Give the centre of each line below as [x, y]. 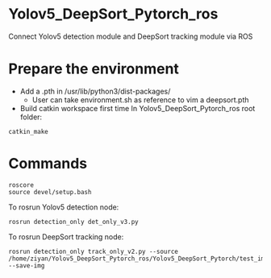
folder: [31, 117]
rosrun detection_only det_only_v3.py [73, 222]
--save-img [27, 266]
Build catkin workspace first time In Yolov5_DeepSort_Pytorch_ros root [138, 108]
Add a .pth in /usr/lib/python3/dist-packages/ [95, 91]
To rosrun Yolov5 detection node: [64, 207]
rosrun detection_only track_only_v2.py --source [94, 251]
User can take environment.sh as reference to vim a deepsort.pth [140, 100]
